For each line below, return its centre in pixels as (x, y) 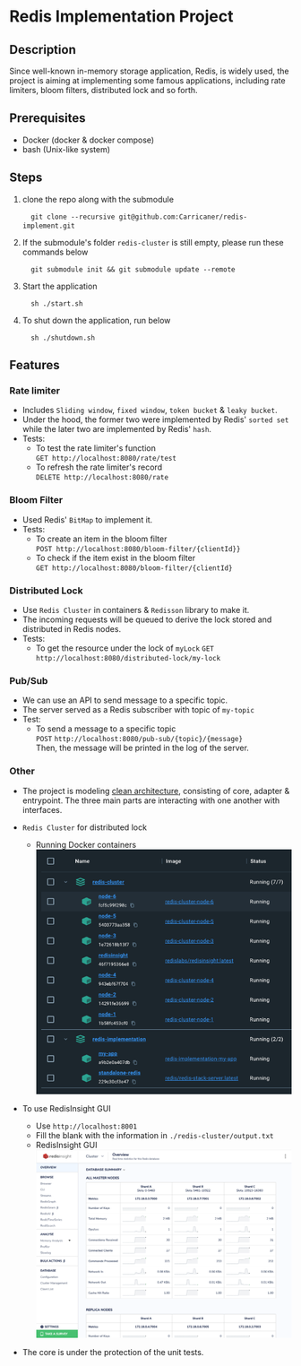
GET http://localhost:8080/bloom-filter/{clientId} (134, 568)
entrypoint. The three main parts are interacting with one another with (151, 800)
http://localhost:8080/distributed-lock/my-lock (128, 658)
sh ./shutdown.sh (63, 338)
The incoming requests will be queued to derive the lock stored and (147, 619)
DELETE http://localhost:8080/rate (102, 478)
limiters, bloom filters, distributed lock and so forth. (104, 90)
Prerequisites (47, 118)
